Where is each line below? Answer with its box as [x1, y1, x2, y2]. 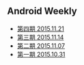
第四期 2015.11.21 [16, 24, 65, 33]
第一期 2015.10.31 [16, 50, 66, 58]
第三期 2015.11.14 [16, 33, 64, 41]
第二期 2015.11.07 [16, 41, 66, 50]
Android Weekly [7, 5, 77, 17]
